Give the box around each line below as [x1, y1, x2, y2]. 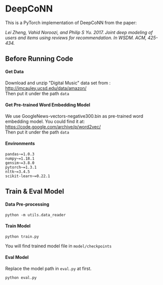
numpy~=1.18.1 [5, 156, 35, 161]
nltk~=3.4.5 [5, 169, 30, 174]
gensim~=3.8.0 [5, 160, 35, 166]
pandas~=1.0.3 [5, 152, 35, 157]
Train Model [5, 223, 31, 229]
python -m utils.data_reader [5, 212, 66, 217]
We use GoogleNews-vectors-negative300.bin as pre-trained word [5, 113, 143, 119]
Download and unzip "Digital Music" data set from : [5, 80, 111, 86]
